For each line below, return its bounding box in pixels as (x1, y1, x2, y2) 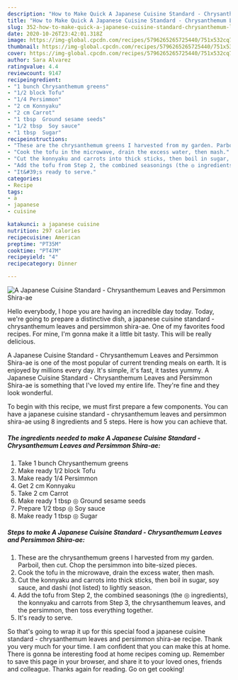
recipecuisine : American (7, 234, 81, 241)
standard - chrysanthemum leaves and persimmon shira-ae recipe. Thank (7, 635, 223, 643)
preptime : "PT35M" (7, 240, 62, 248)
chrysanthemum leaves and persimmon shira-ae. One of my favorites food (7, 322, 225, 330)
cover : (7, 50, 27, 57)
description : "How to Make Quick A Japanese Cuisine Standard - (7, 10, 201, 18)
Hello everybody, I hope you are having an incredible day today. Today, (7, 307, 215, 315)
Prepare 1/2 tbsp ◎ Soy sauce (17, 504, 106, 512)
